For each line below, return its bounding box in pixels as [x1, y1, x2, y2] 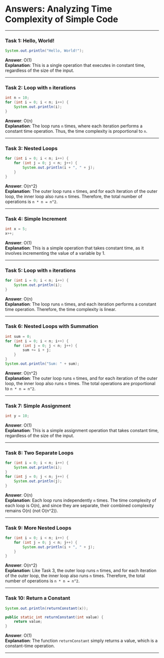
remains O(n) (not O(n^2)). [5, 508, 59, 514]
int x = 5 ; [5, 226, 27, 231]
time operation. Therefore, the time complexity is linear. [5, 306, 117, 312]
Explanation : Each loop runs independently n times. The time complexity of [5, 497, 157, 503]
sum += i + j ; [22, 348, 51, 352]
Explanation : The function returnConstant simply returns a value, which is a [5, 638, 158, 644]
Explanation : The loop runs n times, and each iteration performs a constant [5, 301, 156, 307]
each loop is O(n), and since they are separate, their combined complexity [5, 502, 154, 508]
